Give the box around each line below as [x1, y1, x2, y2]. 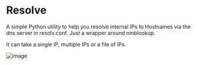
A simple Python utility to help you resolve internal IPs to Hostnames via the [6, 23, 191, 30]
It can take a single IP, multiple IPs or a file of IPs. [6, 41, 126, 48]
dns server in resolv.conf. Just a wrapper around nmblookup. [6, 29, 155, 36]
